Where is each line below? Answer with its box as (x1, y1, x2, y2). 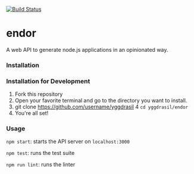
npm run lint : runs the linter (6, 161, 76, 168)
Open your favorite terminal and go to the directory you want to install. (14, 97, 187, 104)
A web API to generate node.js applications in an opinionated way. (6, 46, 168, 53)
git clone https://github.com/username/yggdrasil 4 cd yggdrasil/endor (14, 103, 189, 110)
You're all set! (14, 110, 49, 117)
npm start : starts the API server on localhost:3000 (6, 138, 130, 145)
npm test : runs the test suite (6, 150, 75, 157)
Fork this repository (14, 91, 63, 98)
